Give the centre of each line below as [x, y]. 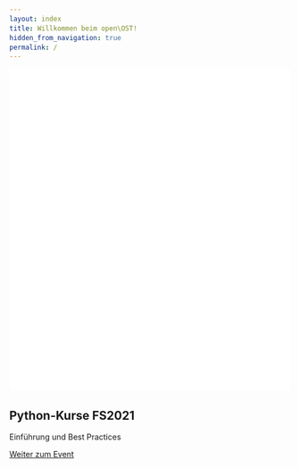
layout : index [36, 19]
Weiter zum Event [41, 455]
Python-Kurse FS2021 [72, 415]
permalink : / [33, 47]
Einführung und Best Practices [66, 437]
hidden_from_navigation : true [66, 38]
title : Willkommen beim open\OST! [74, 28]
